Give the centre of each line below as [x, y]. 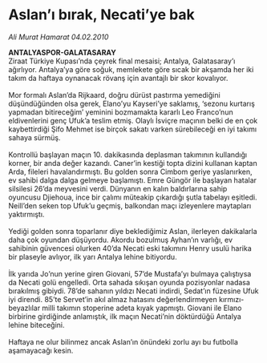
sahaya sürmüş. [34, 137]
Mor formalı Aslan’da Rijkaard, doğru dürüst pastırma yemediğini [114, 95]
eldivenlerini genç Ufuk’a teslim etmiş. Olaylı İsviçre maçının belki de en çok [133, 120]
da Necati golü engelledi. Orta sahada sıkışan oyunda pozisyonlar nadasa [129, 282]
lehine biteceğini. [36, 325]
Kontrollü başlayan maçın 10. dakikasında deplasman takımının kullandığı [127, 155]
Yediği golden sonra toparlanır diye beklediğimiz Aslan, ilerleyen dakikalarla [133, 231]
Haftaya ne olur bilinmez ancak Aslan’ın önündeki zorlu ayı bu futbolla [123, 341]
